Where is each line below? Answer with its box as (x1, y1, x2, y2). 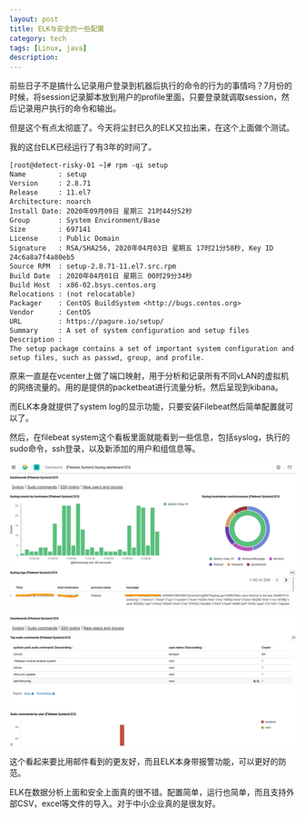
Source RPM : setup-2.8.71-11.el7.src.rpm (9, 262, 177, 272)
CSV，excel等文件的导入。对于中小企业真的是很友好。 (16, 798, 221, 809)
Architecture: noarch (9, 197, 92, 206)
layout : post (9, 15, 59, 24)
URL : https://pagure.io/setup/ (9, 317, 165, 326)
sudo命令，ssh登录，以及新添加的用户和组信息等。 (9, 443, 201, 454)
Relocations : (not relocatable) (9, 290, 136, 299)
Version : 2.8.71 (9, 179, 92, 188)
